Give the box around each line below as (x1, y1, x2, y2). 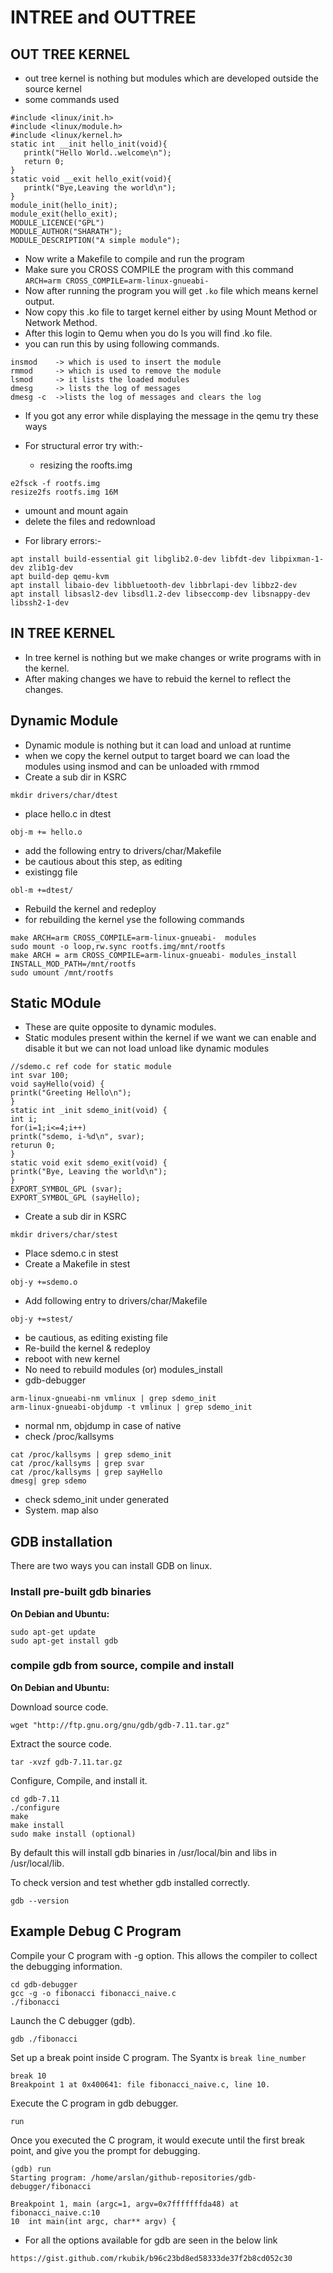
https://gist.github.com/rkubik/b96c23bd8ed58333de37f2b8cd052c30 (10, 2253, 293, 2263)
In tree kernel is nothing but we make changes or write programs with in (24, 651, 322, 663)
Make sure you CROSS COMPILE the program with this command (24, 264, 294, 275)
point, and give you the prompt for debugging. (10, 2144, 201, 2156)
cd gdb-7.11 (10, 1794, 60, 1804)
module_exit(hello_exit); (10, 209, 118, 219)
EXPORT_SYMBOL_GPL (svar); (10, 1184, 123, 1195)
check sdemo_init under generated (24, 1494, 170, 1506)
